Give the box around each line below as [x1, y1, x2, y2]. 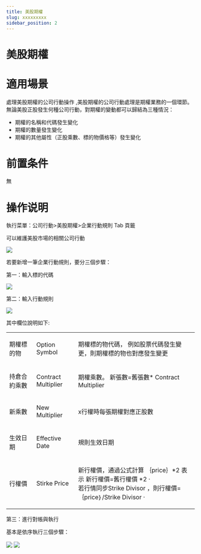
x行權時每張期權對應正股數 [78, 408, 154, 416]
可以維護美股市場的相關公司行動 [6, 234, 85, 242]
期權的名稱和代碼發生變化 [14, 118, 78, 126]
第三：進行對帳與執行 [6, 516, 59, 523]
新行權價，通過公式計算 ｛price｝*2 [78, 466, 180, 474]
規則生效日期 [78, 438, 115, 447]
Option [36, 341, 56, 349]
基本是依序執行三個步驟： [6, 528, 69, 535]
